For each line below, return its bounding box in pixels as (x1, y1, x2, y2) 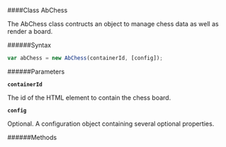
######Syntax (7, 41, 52, 49)
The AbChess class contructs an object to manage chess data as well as (7, 20, 219, 28)
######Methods (7, 133, 57, 141)
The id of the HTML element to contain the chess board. (7, 93, 171, 102)
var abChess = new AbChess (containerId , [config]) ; (7, 54, 163, 61)
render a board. (7, 28, 53, 35)
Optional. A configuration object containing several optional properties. (7, 119, 215, 128)
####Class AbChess (7, 6, 68, 14)
